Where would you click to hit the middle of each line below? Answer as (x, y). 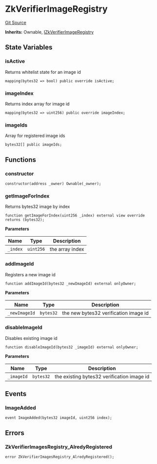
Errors (15, 433)
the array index (67, 249)
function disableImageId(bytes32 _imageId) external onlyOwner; (72, 347)
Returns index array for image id (37, 104)
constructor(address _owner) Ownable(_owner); (53, 184)
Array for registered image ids (35, 136)
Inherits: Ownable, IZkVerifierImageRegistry (49, 32)
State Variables (29, 47)
